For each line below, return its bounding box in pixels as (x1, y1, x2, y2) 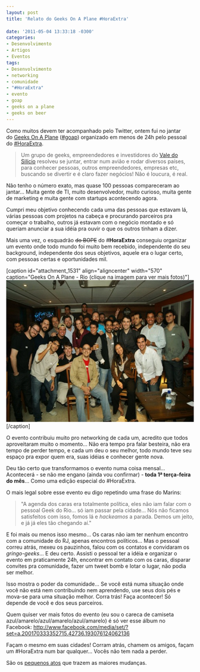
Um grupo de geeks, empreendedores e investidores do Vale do (20, 151, 179, 158)
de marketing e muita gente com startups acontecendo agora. (6, 194, 158, 202)
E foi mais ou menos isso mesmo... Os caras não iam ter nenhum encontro (6, 530, 189, 538)
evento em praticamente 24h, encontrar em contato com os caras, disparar (6, 556, 191, 563)
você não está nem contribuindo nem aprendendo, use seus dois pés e (6, 586, 180, 593)
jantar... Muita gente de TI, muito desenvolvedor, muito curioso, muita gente (6, 188, 192, 195)
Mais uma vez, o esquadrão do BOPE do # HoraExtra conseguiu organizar (6, 236, 187, 243)
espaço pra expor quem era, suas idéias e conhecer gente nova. (6, 453, 165, 460)
